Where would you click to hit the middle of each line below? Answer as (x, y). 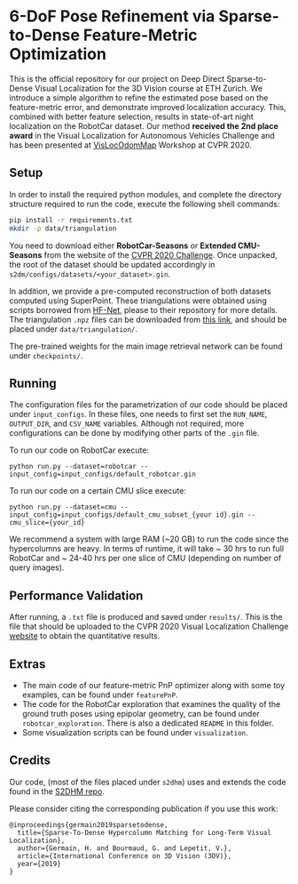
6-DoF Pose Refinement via (112, 16)
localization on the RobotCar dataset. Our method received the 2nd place (144, 125)
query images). (37, 567)
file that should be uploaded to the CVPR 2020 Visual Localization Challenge (149, 627)
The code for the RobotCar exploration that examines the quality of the (151, 703)
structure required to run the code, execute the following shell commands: (145, 204)
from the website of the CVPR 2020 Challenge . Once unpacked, (161, 254)
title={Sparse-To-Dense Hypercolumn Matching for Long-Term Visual (145, 832)
